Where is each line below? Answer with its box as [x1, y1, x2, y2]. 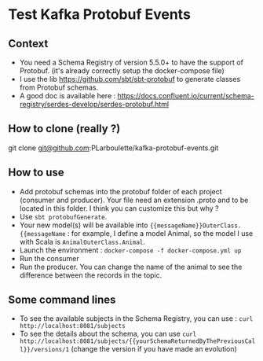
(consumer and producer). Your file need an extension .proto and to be [19, 195, 249, 204]
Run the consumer [19, 253, 80, 263]
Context [8, 37, 49, 50]
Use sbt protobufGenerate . [19, 212, 108, 221]
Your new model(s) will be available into [19, 220, 148, 230]
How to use [8, 166, 64, 179]
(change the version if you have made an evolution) [70, 344, 237, 354]
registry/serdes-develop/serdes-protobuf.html [19, 100, 170, 109]
